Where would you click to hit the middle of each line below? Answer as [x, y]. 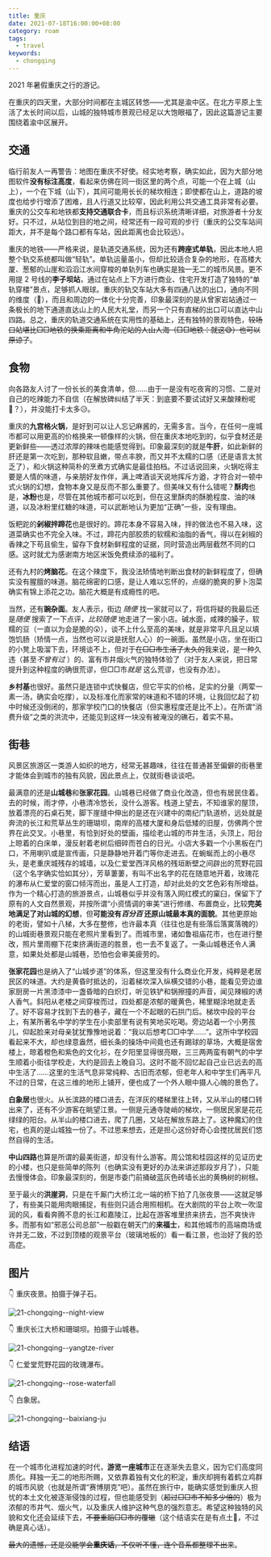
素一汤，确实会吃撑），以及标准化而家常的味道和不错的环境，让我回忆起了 [130, 696]
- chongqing [36, 61]
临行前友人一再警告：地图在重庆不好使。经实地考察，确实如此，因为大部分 [132, 171]
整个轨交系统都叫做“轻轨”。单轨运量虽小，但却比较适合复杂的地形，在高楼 [132, 258]
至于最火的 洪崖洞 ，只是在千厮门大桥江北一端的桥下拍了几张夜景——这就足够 [135, 1194]
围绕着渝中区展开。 [40, 122]
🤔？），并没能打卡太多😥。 [52, 409]
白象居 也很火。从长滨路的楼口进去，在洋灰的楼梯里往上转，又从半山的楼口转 [135, 1100]
